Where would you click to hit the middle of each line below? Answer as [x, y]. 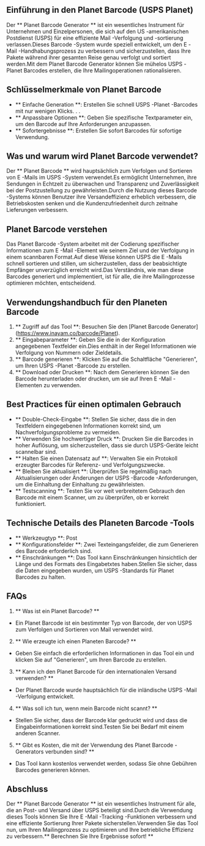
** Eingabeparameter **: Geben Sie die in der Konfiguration [90, 340]
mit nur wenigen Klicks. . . [48, 111]
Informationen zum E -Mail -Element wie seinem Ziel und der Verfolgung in [100, 251]
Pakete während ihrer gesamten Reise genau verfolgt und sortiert [89, 57]
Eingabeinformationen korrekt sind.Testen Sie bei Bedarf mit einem [99, 727]
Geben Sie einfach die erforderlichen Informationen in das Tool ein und [105, 653]
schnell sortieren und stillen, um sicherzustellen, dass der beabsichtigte [97, 263]
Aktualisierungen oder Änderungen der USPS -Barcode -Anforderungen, [106, 478]
